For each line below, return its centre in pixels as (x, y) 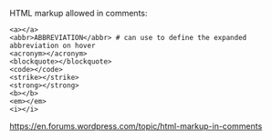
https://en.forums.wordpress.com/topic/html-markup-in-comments (136, 126)
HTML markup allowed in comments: (78, 13)
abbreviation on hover (52, 45)
